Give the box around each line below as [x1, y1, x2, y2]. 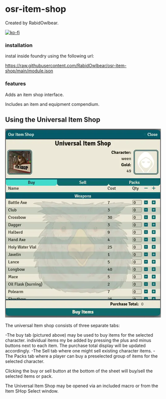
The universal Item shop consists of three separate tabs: [5, 323, 120, 329]
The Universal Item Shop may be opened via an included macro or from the [5, 383, 159, 389]
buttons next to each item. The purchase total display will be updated [5, 343, 146, 349]
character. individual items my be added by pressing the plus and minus [5, 338, 152, 344]
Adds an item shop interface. [5, 92, 64, 98]
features [5, 80, 26, 87]
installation [5, 42, 33, 49]
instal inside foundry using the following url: [5, 53, 94, 59]
